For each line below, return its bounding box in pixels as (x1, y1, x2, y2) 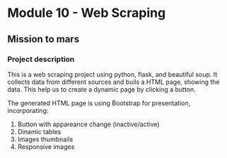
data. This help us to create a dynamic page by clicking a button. (7, 85, 196, 93)
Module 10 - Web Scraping (7, 5, 166, 21)
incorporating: (7, 106, 49, 114)
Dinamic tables (17, 127, 62, 135)
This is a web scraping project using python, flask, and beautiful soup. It (7, 70, 218, 78)
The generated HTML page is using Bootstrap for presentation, (7, 99, 191, 107)
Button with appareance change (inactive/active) (17, 120, 161, 128)
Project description (7, 54, 75, 64)
